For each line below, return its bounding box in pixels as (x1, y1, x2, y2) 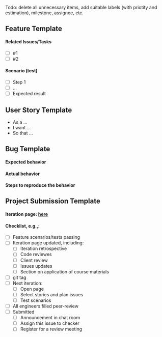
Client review (20, 257, 48, 263)
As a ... (12, 119, 28, 125)
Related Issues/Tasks (5, 38, 52, 45)
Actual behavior (5, 171, 40, 177)
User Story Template (5, 105, 72, 114)
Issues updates (20, 263, 52, 269)
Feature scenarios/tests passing (12, 234, 80, 240)
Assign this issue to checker (20, 320, 80, 326)
